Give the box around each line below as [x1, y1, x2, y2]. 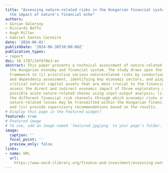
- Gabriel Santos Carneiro [5, 35, 61, 40]
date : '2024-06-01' [5, 40, 46, 45]
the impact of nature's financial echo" [9, 12, 95, 17]
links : [5, 147, 19, 152]
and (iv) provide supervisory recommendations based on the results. [9, 105, 157, 110]
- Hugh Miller [5, 30, 35, 35]
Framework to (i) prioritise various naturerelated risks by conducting [9, 72, 164, 77]
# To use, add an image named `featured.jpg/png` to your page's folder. [5, 123, 162, 128]
